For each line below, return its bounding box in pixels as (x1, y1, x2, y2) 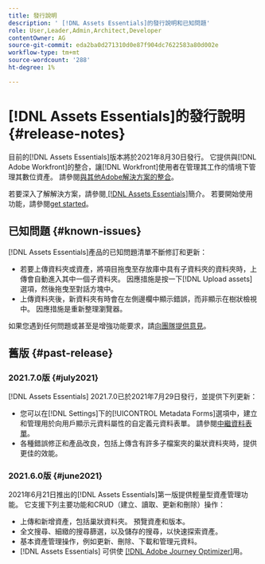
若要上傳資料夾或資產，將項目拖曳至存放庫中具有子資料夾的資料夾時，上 (19, 264, 257, 273)
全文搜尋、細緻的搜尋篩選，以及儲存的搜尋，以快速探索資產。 (19, 527, 223, 536)
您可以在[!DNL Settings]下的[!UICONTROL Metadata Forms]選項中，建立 (19, 409, 258, 418)
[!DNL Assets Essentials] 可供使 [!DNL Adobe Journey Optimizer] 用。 (19, 546, 247, 556)
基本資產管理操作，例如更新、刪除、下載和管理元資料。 (19, 537, 201, 546)
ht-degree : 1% (8, 64, 56, 72)
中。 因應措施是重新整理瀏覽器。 (19, 304, 127, 313)
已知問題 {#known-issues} (8, 225, 142, 238)
